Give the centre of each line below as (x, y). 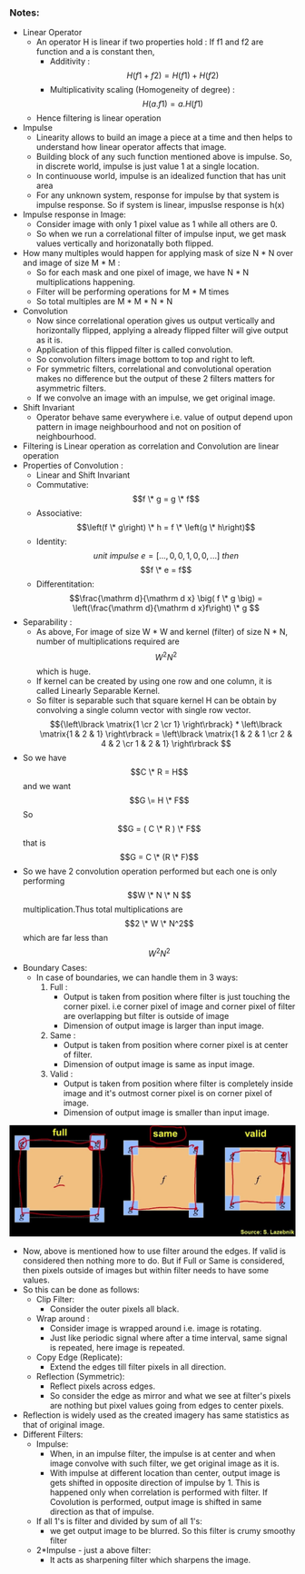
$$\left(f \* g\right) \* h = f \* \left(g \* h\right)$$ (166, 528)
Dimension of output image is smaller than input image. (166, 1112)
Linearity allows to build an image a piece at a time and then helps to (164, 137)
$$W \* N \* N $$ (159, 895)
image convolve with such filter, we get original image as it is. (164, 1463)
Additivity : (70, 62)
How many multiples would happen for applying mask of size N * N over (157, 253)
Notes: (25, 13)
